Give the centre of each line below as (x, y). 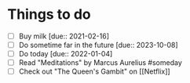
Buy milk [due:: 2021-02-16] (64, 36)
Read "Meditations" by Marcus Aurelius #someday (100, 63)
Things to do (49, 14)
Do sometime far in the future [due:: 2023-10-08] (98, 45)
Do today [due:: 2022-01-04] (66, 54)
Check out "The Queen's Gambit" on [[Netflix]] (94, 71)
